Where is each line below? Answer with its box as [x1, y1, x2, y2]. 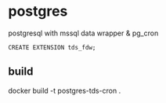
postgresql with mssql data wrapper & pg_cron [8, 28, 159, 38]
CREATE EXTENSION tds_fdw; [8, 43, 96, 51]
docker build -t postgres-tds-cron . [8, 86, 121, 95]
